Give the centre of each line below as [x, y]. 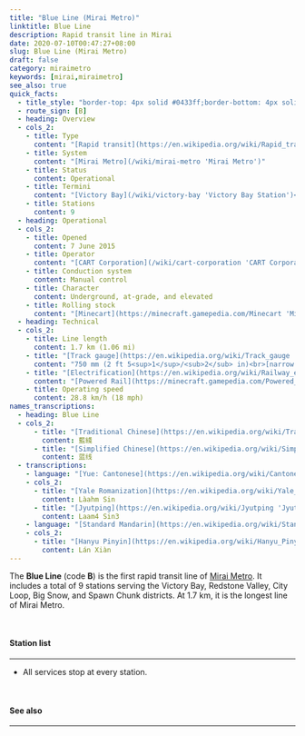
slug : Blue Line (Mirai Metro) [69, 52]
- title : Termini [59, 187]
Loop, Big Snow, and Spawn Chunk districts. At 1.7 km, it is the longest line [148, 595]
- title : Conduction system [79, 272]
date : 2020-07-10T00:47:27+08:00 [73, 43]
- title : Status [57, 170]
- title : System [57, 153]
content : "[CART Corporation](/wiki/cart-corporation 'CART [149, 263]
